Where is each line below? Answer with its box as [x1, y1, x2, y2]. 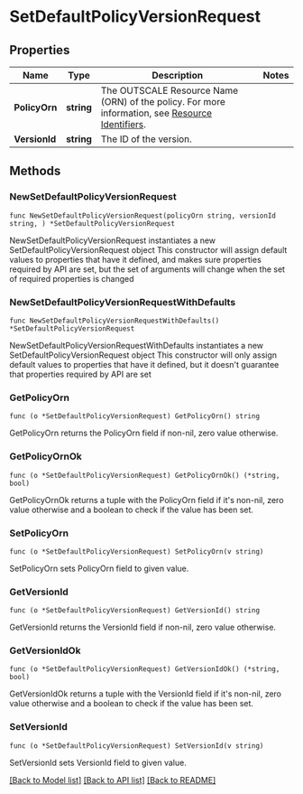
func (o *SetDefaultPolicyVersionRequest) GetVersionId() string [9, 606, 260, 615]
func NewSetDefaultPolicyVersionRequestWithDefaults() [9, 316, 220, 325]
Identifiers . [100, 118, 147, 130]
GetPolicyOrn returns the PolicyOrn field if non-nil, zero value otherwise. [9, 427, 279, 439]
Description [151, 70, 204, 81]
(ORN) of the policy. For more [100, 96, 225, 107]
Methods [9, 163, 61, 179]
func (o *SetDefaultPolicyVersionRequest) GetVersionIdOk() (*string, [9, 665, 280, 674]
